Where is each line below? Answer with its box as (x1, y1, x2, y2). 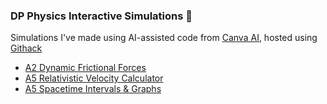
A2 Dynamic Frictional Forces (24, 62, 147, 74)
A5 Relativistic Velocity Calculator (24, 72, 164, 84)
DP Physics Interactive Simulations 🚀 (10, 9, 193, 23)
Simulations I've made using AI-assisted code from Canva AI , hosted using (10, 32, 318, 44)
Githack (10, 42, 43, 54)
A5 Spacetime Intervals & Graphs (24, 83, 162, 95)
